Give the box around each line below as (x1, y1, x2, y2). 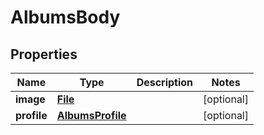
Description (136, 76, 194, 89)
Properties (10, 46, 78, 63)
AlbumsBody (10, 6, 121, 29)
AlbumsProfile (56, 109, 127, 122)
